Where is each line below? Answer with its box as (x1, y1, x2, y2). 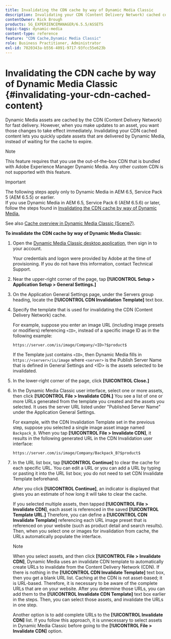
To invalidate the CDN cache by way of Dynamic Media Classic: (5, 230, 141, 236)
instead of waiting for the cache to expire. (5, 138, 93, 144)
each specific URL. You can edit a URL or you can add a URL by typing (12, 465, 161, 471)
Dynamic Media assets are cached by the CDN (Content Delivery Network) (5, 117, 162, 123)
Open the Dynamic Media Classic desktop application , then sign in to (12, 240, 158, 246)
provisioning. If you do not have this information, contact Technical (12, 260, 153, 267)
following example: (12, 332, 52, 339)
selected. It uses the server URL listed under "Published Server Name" (12, 404, 161, 410)
